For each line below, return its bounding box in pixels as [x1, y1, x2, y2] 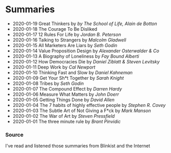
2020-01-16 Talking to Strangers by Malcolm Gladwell [12, 37, 127, 43]
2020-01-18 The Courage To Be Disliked [12, 26, 97, 32]
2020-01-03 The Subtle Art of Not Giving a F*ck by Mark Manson [12, 107, 151, 114]
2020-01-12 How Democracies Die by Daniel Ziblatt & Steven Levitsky [12, 58, 160, 64]
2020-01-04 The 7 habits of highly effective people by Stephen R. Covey [12, 102, 166, 108]
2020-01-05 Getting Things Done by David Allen [12, 96, 115, 103]
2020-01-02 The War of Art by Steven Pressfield [12, 113, 115, 119]
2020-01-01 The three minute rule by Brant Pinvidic [12, 118, 121, 124]
